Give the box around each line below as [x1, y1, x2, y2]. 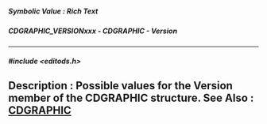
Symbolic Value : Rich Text [8, 6, 99, 16]
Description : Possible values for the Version [8, 79, 233, 92]
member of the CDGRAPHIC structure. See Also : [8, 92, 254, 105]
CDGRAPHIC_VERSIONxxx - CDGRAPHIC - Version [8, 26, 177, 36]
